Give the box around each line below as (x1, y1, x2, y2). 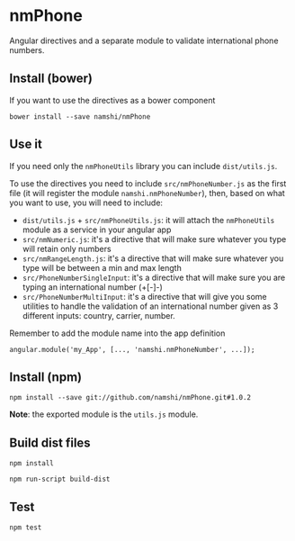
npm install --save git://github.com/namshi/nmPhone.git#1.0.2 (9, 393, 252, 402)
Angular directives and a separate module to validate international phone (9, 35, 279, 46)
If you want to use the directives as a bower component (9, 95, 216, 105)
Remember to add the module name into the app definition (9, 328, 226, 338)
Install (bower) (9, 71, 93, 86)
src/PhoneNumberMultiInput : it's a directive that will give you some (22, 291, 267, 302)
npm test (9, 523, 42, 532)
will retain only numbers (22, 243, 112, 254)
